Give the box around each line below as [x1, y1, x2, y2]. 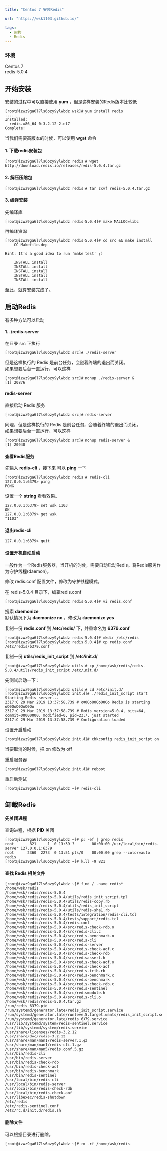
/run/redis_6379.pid [5, 1004, 48, 1009]
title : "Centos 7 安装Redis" [5, 7, 64, 12]
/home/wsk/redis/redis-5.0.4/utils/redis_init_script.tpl [5, 895, 128, 900]
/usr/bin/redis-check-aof [5, 1064, 59, 1069]
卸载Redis [5, 801, 36, 809]
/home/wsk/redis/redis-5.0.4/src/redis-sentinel [5, 986, 108, 991]
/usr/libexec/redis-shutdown [5, 1095, 66, 1100]
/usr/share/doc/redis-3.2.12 [5, 1034, 66, 1039]
